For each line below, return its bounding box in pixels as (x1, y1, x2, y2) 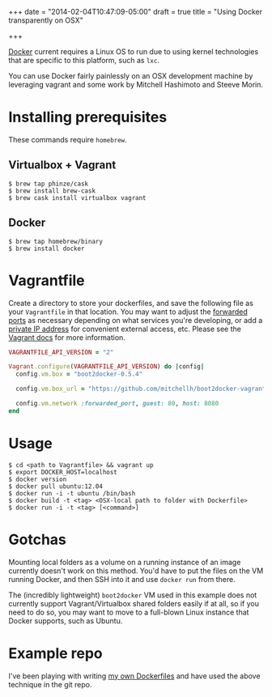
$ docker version (8, 475, 67, 483)
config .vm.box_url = (15, 385, 85, 393)
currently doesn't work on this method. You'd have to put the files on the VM (8, 566, 264, 576)
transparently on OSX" (8, 15, 83, 25)
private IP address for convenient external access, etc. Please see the (8, 324, 241, 334)
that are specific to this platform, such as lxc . (8, 56, 160, 65)
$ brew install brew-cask (8, 186, 96, 195)
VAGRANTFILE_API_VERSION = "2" (8, 348, 114, 356)
